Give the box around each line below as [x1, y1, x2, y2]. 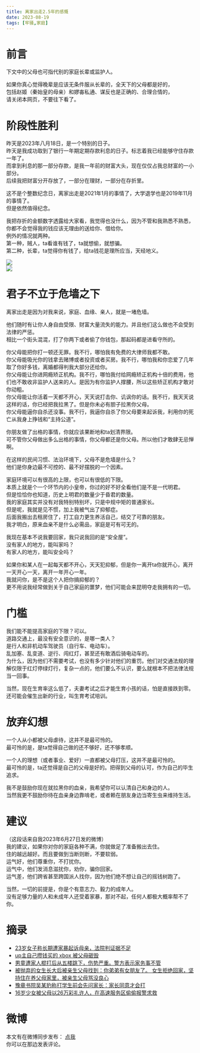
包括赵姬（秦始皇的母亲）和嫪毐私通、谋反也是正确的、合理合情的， [6, 88, 173, 95]
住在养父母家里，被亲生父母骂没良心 [20, 974, 109, 981]
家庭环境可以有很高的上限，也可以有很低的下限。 [6, 476, 126, 483]
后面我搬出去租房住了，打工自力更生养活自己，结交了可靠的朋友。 [6, 514, 168, 521]
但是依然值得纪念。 [6, 205, 54, 212]
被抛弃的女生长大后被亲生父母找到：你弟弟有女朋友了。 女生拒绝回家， [14, 966, 189, 974]
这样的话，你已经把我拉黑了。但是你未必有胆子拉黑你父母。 [6, 401, 152, 408]
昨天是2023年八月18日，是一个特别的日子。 [6, 140, 113, 147]
